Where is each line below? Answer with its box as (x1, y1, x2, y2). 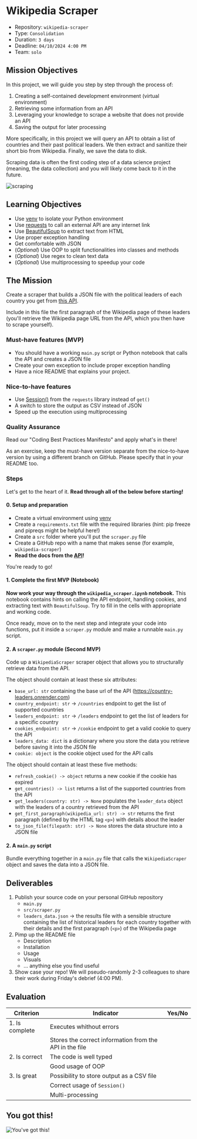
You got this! (6, 1111, 54, 1121)
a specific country (14, 719, 59, 726)
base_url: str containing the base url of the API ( (14, 688, 135, 695)
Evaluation (6, 992, 46, 1002)
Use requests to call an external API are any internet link (14, 221, 151, 228)
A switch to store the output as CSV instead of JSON (14, 402, 142, 409)
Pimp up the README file (14, 931, 76, 939)
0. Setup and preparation (6, 501, 69, 508)
